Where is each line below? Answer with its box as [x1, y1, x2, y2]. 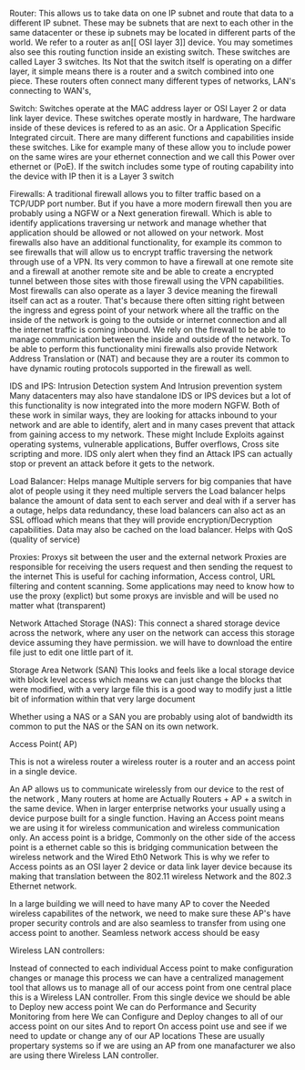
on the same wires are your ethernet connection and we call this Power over [9, 151, 296, 162]
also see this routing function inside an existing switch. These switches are [9, 47, 290, 57]
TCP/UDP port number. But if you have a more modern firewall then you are [9, 198, 293, 209]
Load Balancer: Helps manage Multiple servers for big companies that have [9, 476, 292, 486]
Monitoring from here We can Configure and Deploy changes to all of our [9, 1012, 284, 1022]
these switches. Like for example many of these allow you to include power [9, 141, 291, 152]
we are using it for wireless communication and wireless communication [9, 823, 280, 833]
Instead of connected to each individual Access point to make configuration [9, 962, 294, 973]
